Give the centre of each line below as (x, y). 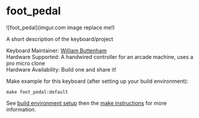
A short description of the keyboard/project (60, 39)
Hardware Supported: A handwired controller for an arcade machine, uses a (100, 57)
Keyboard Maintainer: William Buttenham (56, 50)
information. (21, 109)
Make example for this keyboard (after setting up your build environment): (97, 81)
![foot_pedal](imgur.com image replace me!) (61, 27)
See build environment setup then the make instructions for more (86, 103)
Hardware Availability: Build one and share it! (61, 69)
